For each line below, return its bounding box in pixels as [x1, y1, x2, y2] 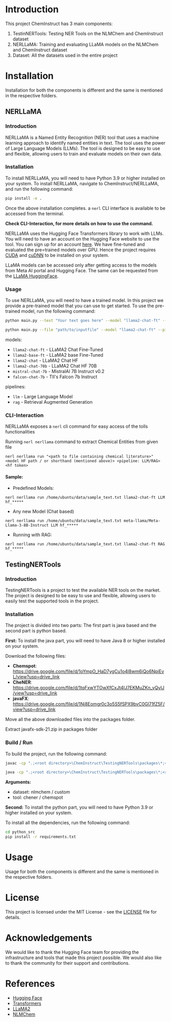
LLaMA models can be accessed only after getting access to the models [5, 262, 157, 268]
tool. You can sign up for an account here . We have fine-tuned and [5, 241, 145, 247]
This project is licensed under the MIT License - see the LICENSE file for [5, 908, 157, 915]
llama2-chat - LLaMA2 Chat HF [12, 357, 78, 363]
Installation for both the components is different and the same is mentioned [5, 87, 163, 93]
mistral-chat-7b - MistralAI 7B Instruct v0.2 [12, 368, 105, 374]
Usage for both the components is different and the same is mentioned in [5, 868, 159, 875]
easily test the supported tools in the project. [5, 598, 99, 604]
